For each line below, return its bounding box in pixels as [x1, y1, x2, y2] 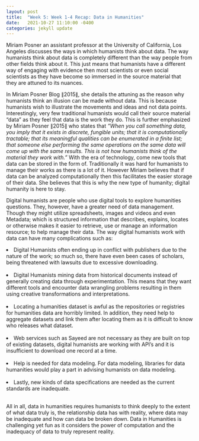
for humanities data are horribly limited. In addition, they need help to [6, 309, 175, 316]
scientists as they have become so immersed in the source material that [6, 73, 182, 80]
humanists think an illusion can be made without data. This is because [6, 97, 177, 104]
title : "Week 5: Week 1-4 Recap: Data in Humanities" [6, 14, 145, 20]
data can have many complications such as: [6, 235, 113, 242]
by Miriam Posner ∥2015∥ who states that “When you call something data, [6, 122, 187, 129]
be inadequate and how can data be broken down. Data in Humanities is [6, 415, 182, 423]
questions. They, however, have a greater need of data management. [6, 203, 175, 211]
